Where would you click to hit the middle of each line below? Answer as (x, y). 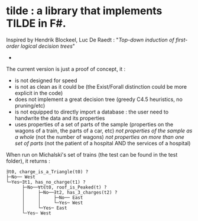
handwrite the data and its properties (60, 118)
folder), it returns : (28, 161)
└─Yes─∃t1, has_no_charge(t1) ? (46, 182)
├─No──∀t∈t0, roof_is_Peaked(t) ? (64, 187)
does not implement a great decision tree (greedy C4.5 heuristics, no (99, 99)
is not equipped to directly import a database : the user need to (92, 112)
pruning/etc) (30, 105)
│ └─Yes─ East (44, 208)
